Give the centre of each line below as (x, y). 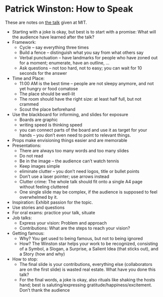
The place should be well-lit (47, 94)
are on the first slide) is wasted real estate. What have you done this (87, 269)
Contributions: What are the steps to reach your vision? (75, 228)
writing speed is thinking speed (51, 124)
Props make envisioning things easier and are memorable (70, 140)
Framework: (24, 42)
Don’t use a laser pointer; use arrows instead (64, 176)
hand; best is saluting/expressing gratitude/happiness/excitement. (86, 285)
